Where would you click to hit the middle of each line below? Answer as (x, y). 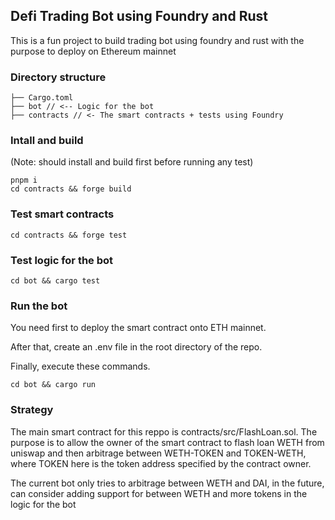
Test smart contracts (62, 214)
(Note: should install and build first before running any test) (132, 162)
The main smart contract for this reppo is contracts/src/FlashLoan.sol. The (164, 431)
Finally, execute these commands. (80, 366)
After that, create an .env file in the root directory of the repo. (136, 347)
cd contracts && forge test (69, 235)
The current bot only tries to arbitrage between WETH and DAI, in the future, (167, 483)
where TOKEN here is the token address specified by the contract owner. (161, 463)
